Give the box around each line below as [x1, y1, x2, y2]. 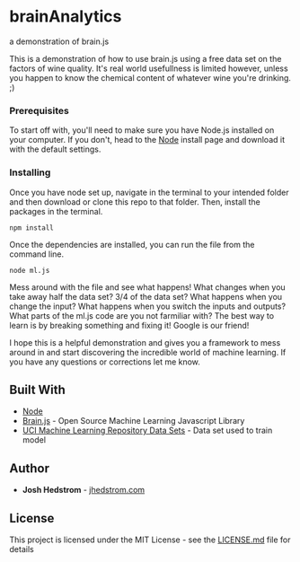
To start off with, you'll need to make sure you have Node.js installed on [9, 125, 275, 136]
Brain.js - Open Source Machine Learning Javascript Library [22, 416, 245, 426]
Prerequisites [9, 104, 69, 117]
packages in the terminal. [9, 206, 103, 216]
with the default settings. [9, 144, 101, 154]
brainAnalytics [9, 6, 122, 27]
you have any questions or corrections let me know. [9, 356, 200, 367]
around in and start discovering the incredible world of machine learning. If [9, 347, 287, 357]
